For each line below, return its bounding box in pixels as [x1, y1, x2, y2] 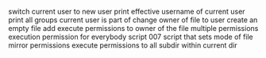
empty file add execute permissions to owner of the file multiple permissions [8, 24, 259, 33]
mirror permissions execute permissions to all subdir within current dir [8, 41, 238, 50]
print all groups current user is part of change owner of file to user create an [8, 15, 258, 25]
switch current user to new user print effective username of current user [8, 7, 245, 16]
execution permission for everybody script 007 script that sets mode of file [8, 32, 254, 41]
